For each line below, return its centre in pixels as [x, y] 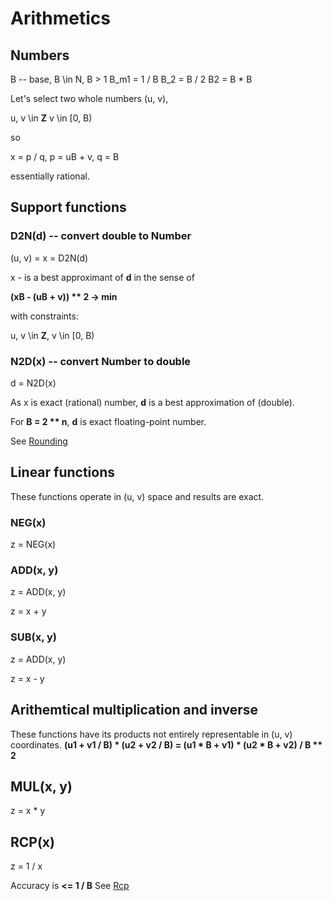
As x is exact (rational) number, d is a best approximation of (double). [152, 402]
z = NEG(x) [33, 544]
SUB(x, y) [34, 637]
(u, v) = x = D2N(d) [49, 258]
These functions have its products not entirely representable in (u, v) [151, 734]
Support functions [68, 207]
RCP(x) [32, 842]
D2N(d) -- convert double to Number [101, 236]
